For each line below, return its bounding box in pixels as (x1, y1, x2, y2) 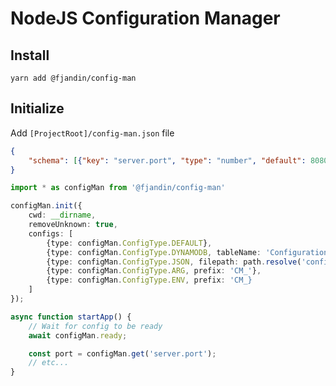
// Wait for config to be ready (28, 321, 163, 331)
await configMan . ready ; (28, 330, 128, 341)
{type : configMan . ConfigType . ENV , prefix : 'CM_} (46, 275, 253, 286)
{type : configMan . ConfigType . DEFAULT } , (46, 238, 213, 248)
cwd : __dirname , (28, 210, 97, 221)
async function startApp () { (10, 312, 132, 322)
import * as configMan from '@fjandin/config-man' (10, 183, 226, 193)
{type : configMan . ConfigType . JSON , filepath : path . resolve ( (46, 257, 302, 267)
